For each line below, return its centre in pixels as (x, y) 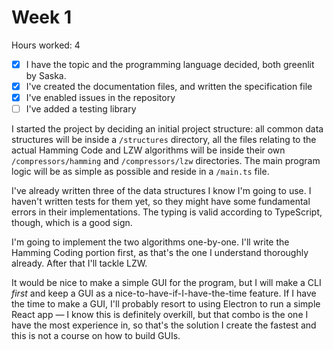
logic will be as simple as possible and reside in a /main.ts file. (140, 172)
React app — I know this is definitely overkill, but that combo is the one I (160, 315)
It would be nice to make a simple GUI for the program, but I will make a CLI (166, 283)
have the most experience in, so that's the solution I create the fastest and (164, 325)
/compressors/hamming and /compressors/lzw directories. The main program (166, 161)
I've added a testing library (81, 109)
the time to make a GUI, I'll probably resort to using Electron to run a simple (166, 304)
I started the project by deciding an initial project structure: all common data (167, 129)
